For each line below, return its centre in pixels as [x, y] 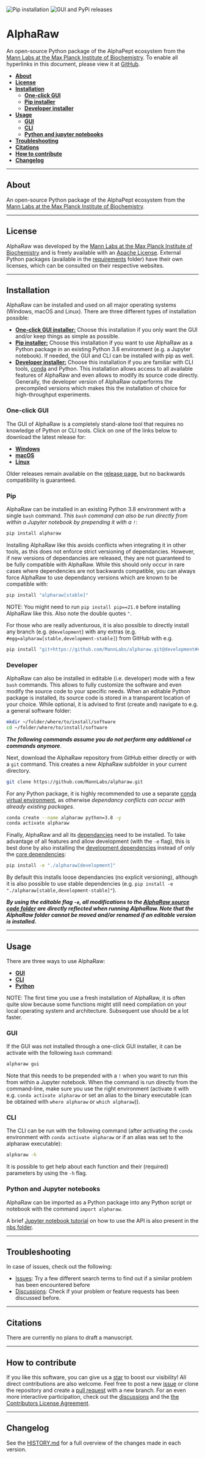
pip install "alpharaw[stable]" [47, 595]
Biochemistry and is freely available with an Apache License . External [94, 252]
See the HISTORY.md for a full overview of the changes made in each [94, 1443]
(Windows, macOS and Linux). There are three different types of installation [101, 312]
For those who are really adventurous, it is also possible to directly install [98, 625]
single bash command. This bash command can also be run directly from [97, 516]
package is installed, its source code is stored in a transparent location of [98, 698]
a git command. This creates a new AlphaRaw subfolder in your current [97, 764]
